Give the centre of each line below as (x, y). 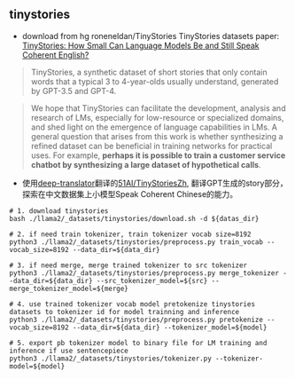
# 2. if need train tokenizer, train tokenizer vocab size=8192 (130, 234)
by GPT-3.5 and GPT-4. (74, 91)
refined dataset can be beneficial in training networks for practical (151, 146)
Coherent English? (55, 55)
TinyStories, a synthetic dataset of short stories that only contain (149, 72)
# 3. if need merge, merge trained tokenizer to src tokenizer (128, 265)
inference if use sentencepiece (69, 351)
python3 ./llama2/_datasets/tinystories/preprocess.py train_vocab (136, 242)
